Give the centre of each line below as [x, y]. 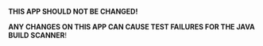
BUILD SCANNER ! [38, 35]
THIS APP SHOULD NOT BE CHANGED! [73, 11]
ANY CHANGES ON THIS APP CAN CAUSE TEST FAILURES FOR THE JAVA [132, 27]
